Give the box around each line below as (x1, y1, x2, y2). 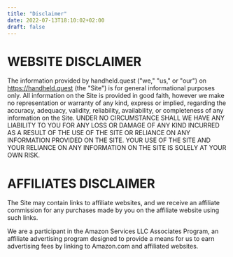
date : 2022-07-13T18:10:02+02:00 (7, 17, 105, 24)
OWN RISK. (7, 151, 41, 160)
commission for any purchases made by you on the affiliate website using (7, 206, 220, 214)
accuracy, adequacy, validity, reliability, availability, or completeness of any (7, 106, 224, 115)
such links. (7, 214, 38, 222)
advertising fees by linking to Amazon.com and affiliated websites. (7, 242, 199, 251)
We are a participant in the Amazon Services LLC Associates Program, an (7, 227, 219, 235)
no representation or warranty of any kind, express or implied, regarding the (7, 99, 226, 107)
